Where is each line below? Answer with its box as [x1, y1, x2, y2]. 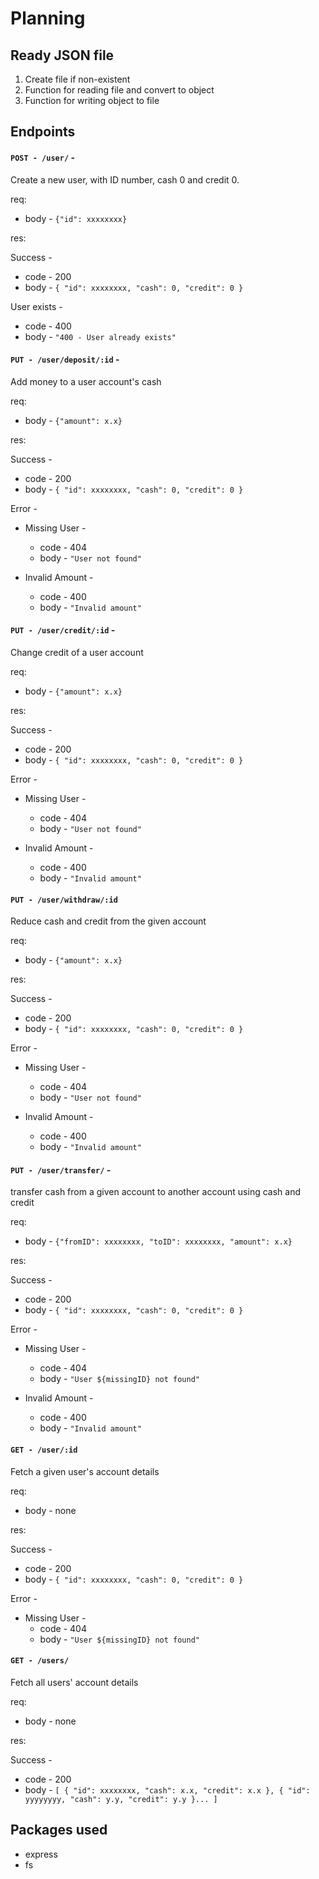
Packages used [10, 1822, 108, 1839]
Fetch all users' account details [10, 1676, 139, 1688]
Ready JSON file [10, 47, 115, 64]
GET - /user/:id [10, 1445, 78, 1455]
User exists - [10, 300, 63, 312]
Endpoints [10, 123, 76, 141]
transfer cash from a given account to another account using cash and [10, 1186, 302, 1198]
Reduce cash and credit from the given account [10, 915, 207, 927]
